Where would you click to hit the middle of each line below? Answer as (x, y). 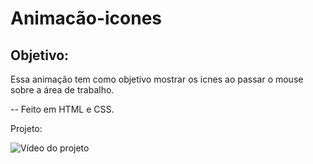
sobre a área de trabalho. (62, 90)
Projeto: (26, 128)
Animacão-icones (86, 18)
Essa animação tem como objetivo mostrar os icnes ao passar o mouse (157, 79)
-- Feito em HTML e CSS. (62, 109)
